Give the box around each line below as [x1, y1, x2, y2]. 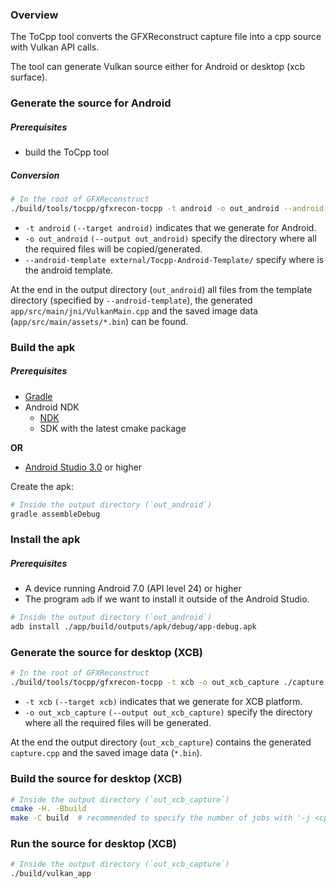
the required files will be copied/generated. [24, 243, 203, 255]
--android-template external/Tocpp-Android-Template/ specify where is [24, 253, 325, 265]
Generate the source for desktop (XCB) [10, 646, 204, 660]
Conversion [10, 169, 60, 181]
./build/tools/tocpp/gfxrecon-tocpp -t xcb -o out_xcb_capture [10, 678, 280, 688]
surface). [10, 71, 48, 83]
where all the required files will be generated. [24, 717, 212, 729]
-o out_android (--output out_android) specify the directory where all [24, 232, 317, 244]
